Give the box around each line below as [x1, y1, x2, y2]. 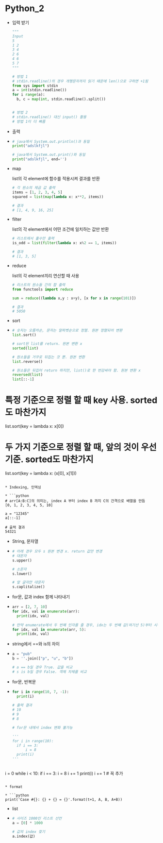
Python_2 [5, 3, 45, 14]
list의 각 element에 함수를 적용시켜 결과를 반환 [12, 176, 100, 182]
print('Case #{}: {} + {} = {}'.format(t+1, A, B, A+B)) [5, 797, 123, 802]
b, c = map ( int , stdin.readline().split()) [16, 97, 106, 102]
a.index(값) [12, 834, 35, 839]
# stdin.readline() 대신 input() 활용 [12, 115, 86, 119]
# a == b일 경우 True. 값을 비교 [12, 665, 73, 670]
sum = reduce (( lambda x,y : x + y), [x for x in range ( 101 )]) [12, 296, 137, 301]
